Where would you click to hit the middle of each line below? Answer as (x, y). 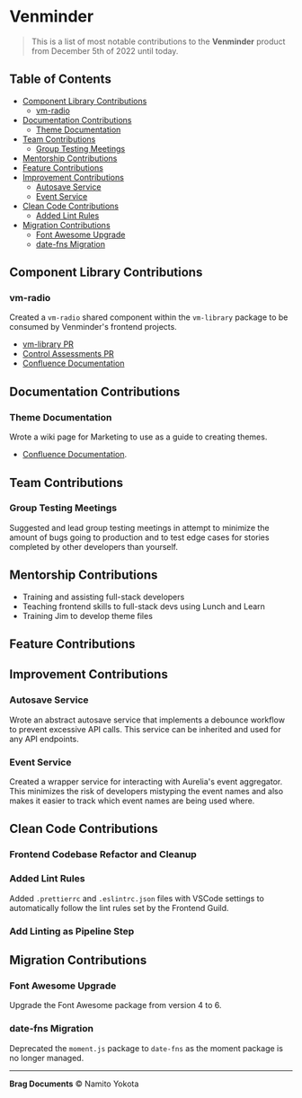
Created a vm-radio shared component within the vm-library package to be (149, 317)
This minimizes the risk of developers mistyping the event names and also (147, 791)
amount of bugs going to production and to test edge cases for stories (139, 537)
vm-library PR (48, 344)
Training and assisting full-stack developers (103, 597)
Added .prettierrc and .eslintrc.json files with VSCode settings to (137, 898)
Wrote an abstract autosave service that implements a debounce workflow (147, 720)
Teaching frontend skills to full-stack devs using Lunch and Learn (143, 606)
